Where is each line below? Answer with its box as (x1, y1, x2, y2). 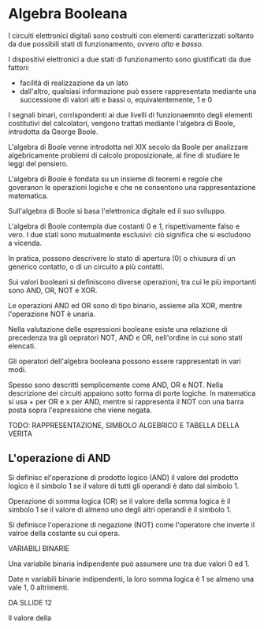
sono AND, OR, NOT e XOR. (8, 285, 98, 295)
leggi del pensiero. (8, 158, 69, 168)
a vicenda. (8, 238, 42, 248)
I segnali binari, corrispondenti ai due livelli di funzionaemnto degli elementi (8, 110, 253, 119)
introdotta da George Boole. (8, 127, 99, 136)
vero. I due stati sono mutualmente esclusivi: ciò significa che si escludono (8, 229, 251, 239)
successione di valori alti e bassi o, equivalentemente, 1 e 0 (19, 95, 213, 104)
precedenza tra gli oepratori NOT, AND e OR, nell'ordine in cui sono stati (8, 333, 243, 342)
